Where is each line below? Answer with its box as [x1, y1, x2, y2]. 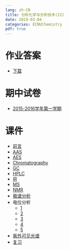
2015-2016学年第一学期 [12, 106, 62, 111]
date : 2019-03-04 [5, 17, 42, 22]
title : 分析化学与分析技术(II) [5, 12, 64, 17]
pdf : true [5, 27, 26, 32]
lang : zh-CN [5, 7, 30, 13]
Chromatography [12, 159, 48, 166]
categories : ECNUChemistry [5, 21, 62, 27]
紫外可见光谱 [12, 233, 40, 239]
